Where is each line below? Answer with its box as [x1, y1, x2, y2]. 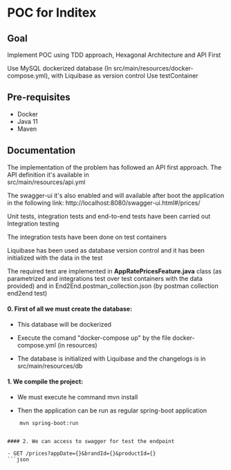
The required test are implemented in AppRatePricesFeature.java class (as [7, 266, 222, 275]
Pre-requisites [7, 91, 71, 103]
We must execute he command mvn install [17, 393, 138, 401]
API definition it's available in [7, 170, 90, 179]
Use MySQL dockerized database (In [7, 64, 112, 72]
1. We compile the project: [7, 377, 84, 386]
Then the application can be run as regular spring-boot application [17, 406, 207, 415]
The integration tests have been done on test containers [7, 233, 167, 241]
